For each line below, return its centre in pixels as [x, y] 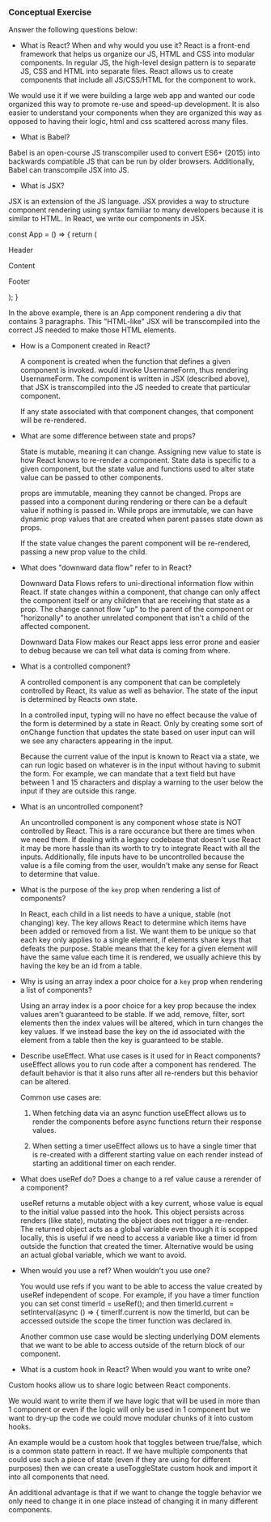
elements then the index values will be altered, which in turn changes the [142, 1023]
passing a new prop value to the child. [84, 552]
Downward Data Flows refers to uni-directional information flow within [137, 584]
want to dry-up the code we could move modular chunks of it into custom [131, 1418]
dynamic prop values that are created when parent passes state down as [142, 519]
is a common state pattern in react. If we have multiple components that [128, 1451]
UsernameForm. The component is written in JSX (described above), [135, 378]
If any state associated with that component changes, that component [137, 412]
